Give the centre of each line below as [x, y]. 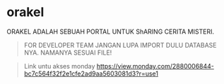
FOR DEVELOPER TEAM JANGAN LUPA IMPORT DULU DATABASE [120, 45]
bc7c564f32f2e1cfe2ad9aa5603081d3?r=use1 [91, 73]
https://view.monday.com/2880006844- [155, 66]
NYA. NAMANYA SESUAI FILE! [68, 52]
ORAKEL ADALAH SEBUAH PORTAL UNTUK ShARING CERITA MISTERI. [111, 31]
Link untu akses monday [59, 66]
